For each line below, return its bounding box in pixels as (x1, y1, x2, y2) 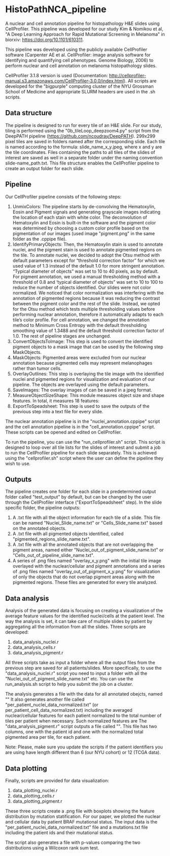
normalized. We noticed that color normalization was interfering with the (12, 289, 164, 295)
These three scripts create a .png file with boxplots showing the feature (5, 808, 155, 814)
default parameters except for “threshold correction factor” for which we (12, 257, 165, 264)
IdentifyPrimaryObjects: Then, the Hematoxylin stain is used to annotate (12, 241, 163, 247)
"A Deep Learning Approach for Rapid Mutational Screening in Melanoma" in (5, 31, 165, 37)
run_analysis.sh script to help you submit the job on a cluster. (5, 681, 133, 687)
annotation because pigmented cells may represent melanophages (12, 359, 153, 366)
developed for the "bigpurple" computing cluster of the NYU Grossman (5, 83, 154, 89)
